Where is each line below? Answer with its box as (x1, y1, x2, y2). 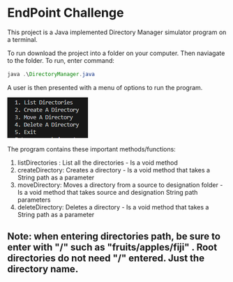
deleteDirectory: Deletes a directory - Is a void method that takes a (17, 202, 209, 211)
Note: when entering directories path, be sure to (7, 230, 221, 242)
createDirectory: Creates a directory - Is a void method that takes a (17, 165, 211, 174)
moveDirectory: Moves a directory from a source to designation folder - (17, 180, 223, 189)
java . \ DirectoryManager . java (7, 70, 96, 77)
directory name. (7, 263, 79, 275)
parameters (17, 195, 51, 204)
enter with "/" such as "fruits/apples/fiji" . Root (7, 242, 218, 253)
